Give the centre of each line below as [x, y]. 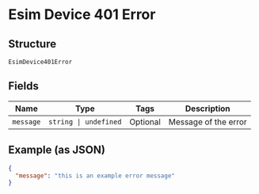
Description [208, 108]
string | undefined [85, 122]
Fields [24, 86]
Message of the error [208, 122]
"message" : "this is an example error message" [95, 176]
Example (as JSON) [57, 150]
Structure [32, 44]
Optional [145, 122]
